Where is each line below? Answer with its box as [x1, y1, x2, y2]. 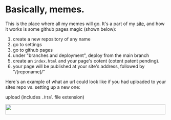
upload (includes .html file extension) [5, 94, 84, 100]
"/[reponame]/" [12, 68, 45, 75]
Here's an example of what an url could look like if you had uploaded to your [5, 78, 166, 85]
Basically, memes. [5, 4, 84, 15]
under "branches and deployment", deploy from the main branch [12, 52, 149, 58]
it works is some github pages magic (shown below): [5, 26, 117, 32]
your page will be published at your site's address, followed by [12, 63, 145, 69]
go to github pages [12, 47, 53, 53]
